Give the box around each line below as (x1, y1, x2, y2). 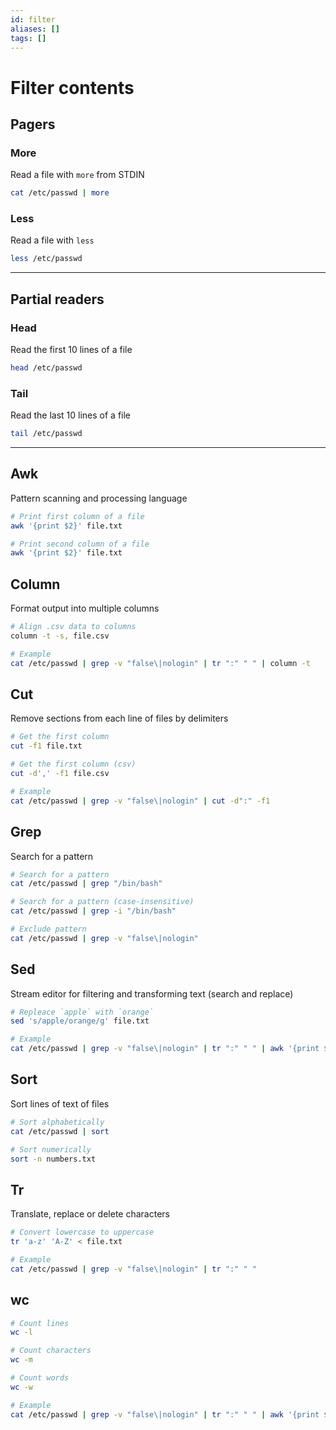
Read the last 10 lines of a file (10, 409, 132, 421)
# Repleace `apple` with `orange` (10, 1007, 155, 1017)
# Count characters (10, 1346, 92, 1356)
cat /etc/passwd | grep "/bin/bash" (10, 879, 163, 889)
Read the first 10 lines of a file (10, 343, 133, 355)
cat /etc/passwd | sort (10, 1126, 110, 1136)
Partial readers (10, 291, 105, 308)
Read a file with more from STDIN (10, 169, 145, 181)
